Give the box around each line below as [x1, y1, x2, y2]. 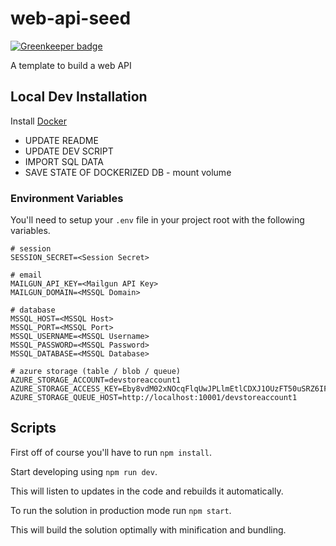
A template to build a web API [10, 59, 132, 71]
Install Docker [10, 115, 67, 127]
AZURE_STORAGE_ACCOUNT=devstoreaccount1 [10, 375, 182, 386]
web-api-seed [10, 7, 132, 30]
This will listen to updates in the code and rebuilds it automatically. [10, 485, 284, 497]
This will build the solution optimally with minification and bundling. [10, 523, 287, 536]
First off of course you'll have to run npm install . [10, 446, 213, 458]
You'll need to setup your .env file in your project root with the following [10, 214, 305, 226]
